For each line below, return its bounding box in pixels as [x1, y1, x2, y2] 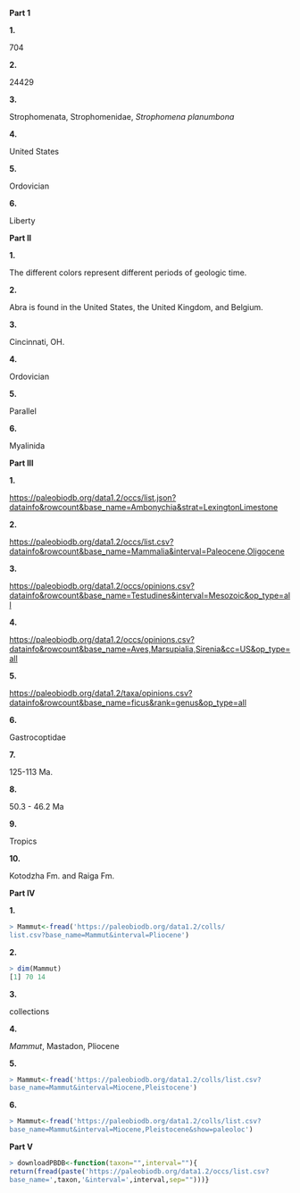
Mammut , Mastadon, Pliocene [9, 1040, 120, 1051]
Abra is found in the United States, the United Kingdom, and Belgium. [9, 302, 263, 312]
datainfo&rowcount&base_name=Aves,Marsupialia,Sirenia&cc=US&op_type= [9, 643, 291, 654]
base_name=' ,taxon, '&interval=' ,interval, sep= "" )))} [9, 1175, 210, 1184]
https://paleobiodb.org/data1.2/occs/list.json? [9, 492, 177, 503]
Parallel [9, 406, 37, 416]
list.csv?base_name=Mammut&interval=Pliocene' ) [9, 930, 190, 939]
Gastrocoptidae [9, 732, 67, 743]
